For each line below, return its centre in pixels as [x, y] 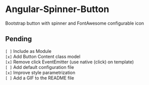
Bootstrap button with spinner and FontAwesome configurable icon [75, 23]
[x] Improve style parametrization [40, 72]
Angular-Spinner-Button [57, 9]
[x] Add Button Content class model [43, 56]
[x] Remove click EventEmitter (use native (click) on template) [70, 62]
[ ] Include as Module [28, 51]
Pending [19, 39]
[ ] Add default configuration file [40, 67]
